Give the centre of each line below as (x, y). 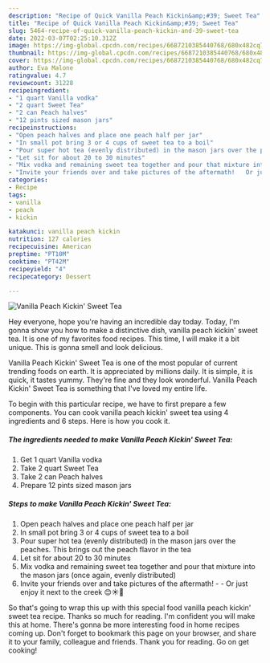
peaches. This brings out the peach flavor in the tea (105, 550)
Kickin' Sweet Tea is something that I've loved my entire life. (108, 388)
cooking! (23, 650)
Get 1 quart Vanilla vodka (61, 460)
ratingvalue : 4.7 (37, 75)
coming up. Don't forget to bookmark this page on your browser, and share (133, 633)
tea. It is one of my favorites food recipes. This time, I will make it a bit (124, 339)
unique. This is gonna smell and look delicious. (86, 348)
